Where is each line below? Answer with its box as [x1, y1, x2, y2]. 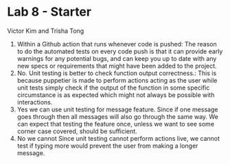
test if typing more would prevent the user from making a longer [16, 141, 198, 150]
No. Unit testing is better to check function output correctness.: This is [16, 69, 217, 77]
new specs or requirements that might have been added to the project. [16, 61, 218, 70]
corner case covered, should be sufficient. [16, 127, 137, 135]
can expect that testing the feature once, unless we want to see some [16, 120, 215, 128]
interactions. [16, 98, 53, 106]
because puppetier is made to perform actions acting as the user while [16, 76, 218, 84]
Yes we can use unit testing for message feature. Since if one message [16, 105, 218, 113]
